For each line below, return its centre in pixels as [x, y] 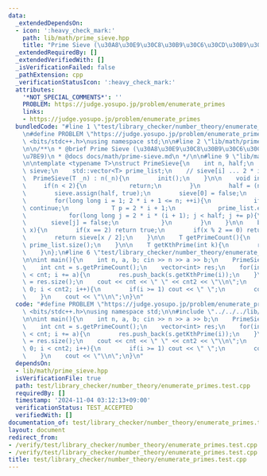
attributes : [35, 90]
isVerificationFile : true [58, 378]
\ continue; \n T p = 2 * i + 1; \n [99, 208]
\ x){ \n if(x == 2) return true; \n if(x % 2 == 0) [133, 230]
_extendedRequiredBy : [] [56, 53]
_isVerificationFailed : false [65, 68]
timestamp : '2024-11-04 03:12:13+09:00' [83, 400]
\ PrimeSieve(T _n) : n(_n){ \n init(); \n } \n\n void [136, 179]
